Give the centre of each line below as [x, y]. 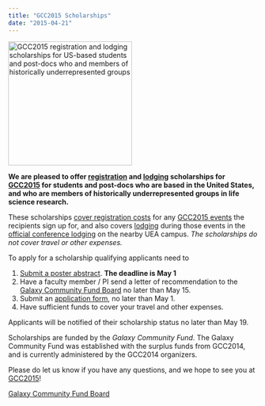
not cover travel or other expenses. [65, 242]
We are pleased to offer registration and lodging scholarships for [117, 176]
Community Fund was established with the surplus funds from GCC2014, [127, 346]
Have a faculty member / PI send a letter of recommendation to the [129, 282]
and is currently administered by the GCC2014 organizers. [103, 354]
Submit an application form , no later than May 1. [97, 298]
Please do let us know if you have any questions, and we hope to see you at [132, 370]
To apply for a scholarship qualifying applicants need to [99, 258]
